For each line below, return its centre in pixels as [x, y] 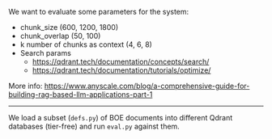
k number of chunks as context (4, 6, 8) [86, 44]
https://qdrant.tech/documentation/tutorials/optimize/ [121, 70]
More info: [25, 86]
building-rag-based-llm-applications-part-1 [81, 95]
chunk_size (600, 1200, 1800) [69, 27]
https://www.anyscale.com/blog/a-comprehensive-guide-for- [147, 86]
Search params [45, 53]
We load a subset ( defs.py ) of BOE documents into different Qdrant [121, 118]
